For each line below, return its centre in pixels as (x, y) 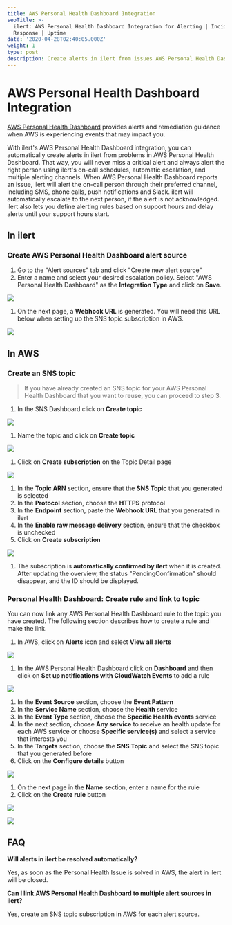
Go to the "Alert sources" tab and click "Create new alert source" (109, 270)
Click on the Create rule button (61, 795)
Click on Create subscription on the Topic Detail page (94, 462)
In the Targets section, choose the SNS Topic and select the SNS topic (118, 746)
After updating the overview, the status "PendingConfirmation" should (117, 574)
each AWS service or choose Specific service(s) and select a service (116, 732)
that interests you (42, 739)
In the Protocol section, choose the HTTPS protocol (91, 503)
